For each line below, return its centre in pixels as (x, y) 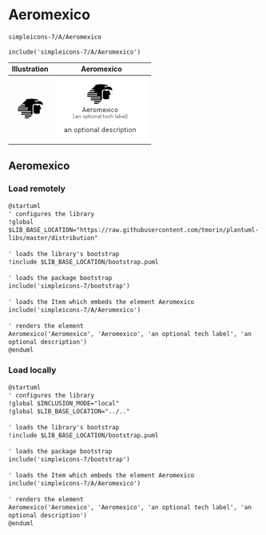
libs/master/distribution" (53, 238)
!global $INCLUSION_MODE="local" (64, 404)
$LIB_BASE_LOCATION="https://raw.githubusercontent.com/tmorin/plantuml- (134, 230)
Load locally (32, 369)
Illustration (30, 69)
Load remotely (37, 188)
